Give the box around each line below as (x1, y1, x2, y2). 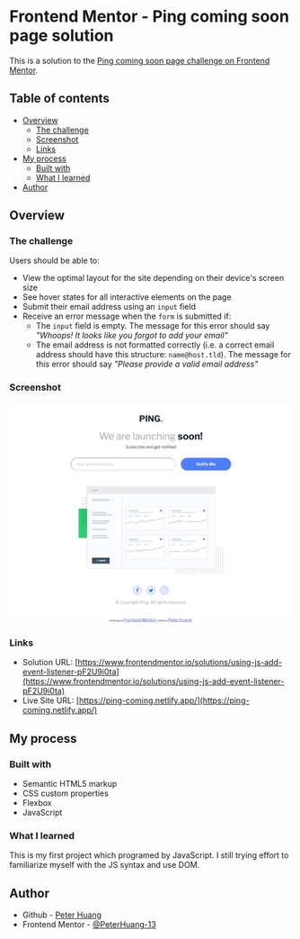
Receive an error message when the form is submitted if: (22, 311, 232, 321)
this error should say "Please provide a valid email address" (35, 358, 259, 370)
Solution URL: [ (22, 657, 78, 668)
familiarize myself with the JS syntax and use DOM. (9, 860, 200, 871)
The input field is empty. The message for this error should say (35, 321, 270, 331)
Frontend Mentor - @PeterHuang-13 (22, 919, 157, 930)
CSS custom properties (22, 788, 110, 799)
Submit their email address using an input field (22, 302, 196, 312)
